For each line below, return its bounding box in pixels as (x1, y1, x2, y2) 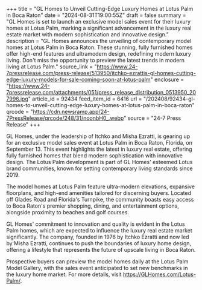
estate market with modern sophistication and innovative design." (6, 31, 169, 38)
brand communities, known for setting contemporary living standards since (6, 165, 193, 172)
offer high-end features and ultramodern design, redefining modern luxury (6, 50, 192, 57)
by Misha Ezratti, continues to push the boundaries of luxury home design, (6, 240, 192, 247)
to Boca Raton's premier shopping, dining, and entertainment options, (6, 202, 179, 209)
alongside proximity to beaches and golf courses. (6, 209, 130, 216)
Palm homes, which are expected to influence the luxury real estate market (6, 227, 193, 234)
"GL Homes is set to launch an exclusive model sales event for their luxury (6, 18, 191, 25)
